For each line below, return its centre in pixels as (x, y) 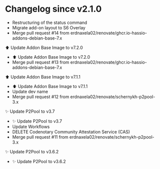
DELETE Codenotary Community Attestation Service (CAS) (71, 132)
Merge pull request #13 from (41, 62)
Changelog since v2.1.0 (53, 9)
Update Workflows (31, 127)
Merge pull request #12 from (40, 97)
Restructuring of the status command (50, 22)
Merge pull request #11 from (40, 137)
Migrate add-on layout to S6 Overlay (49, 27)
